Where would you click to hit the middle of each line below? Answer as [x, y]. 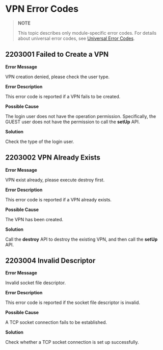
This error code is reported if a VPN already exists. [59, 199]
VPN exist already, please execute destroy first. [55, 180]
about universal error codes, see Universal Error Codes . [76, 38]
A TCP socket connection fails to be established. [56, 322]
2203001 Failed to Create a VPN [57, 54]
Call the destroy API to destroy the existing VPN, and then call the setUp [81, 239]
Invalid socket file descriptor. [36, 283]
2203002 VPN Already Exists [53, 158]
